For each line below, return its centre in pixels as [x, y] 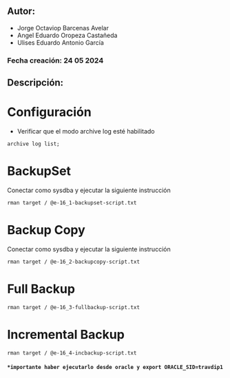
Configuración [49, 112]
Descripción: [35, 83]
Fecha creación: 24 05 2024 [55, 60]
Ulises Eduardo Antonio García [61, 42]
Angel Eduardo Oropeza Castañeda [67, 35]
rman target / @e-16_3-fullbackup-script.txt [73, 307]
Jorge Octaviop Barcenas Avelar [63, 28]
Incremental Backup [66, 335]
